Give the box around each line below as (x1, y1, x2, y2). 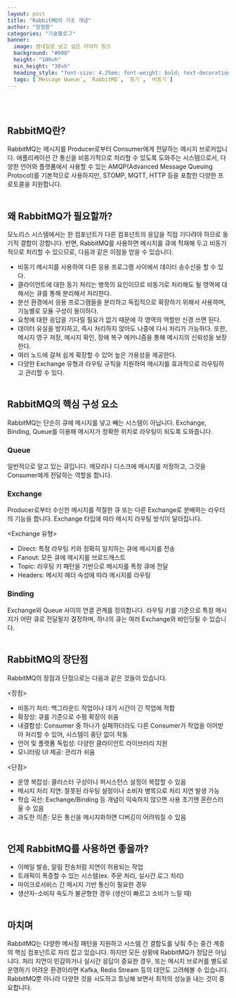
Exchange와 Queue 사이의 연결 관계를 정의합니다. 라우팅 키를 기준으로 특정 (7, 606, 214, 614)
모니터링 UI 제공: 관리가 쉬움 (17, 747, 96, 756)
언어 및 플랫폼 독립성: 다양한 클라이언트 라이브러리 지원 (17, 739, 168, 747)
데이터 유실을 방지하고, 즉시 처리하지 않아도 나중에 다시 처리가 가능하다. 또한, (17, 325, 228, 332)
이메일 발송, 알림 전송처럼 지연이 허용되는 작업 (17, 863, 144, 871)
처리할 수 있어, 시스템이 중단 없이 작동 (25, 730, 129, 738)
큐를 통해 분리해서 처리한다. (36, 289, 112, 297)
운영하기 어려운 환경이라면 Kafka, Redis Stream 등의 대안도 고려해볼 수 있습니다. (7, 966, 229, 974)
